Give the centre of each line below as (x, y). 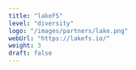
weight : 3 (25, 46)
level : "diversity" (41, 23)
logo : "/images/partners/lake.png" (68, 31)
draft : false (30, 53)
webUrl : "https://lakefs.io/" (59, 38)
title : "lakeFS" (36, 16)
